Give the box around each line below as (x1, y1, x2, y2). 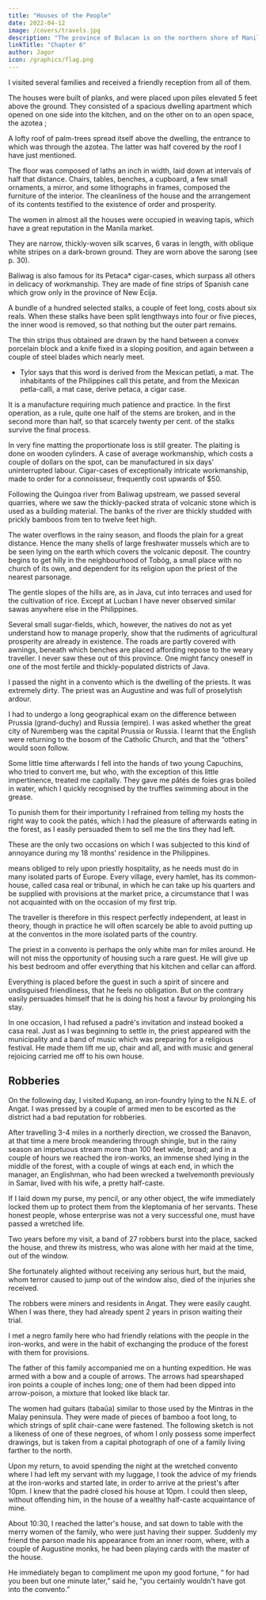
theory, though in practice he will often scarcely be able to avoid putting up (8, 921, 253, 930)
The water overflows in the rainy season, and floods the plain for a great (8, 530, 244, 539)
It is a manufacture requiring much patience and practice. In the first (8, 400, 231, 409)
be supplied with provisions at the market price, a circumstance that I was (8, 889, 249, 898)
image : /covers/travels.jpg (8, 26, 101, 34)
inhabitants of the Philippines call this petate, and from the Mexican (19, 376, 240, 385)
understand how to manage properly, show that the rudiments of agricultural (8, 628, 258, 637)
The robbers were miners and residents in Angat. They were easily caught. (8, 1298, 252, 1308)
